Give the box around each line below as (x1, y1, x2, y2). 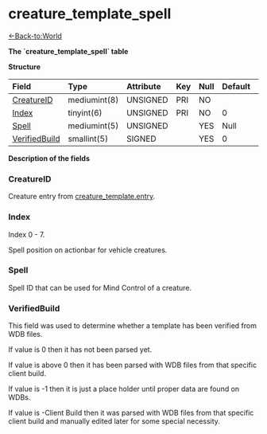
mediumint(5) (68, 120, 119, 131)
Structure (8, 61, 41, 72)
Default (222, 80, 251, 92)
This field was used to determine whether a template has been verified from (8, 321, 257, 330)
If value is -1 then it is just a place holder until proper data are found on (8, 384, 240, 394)
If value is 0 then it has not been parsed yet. (8, 345, 153, 354)
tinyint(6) (68, 107, 103, 118)
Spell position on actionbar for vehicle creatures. (8, 244, 168, 255)
